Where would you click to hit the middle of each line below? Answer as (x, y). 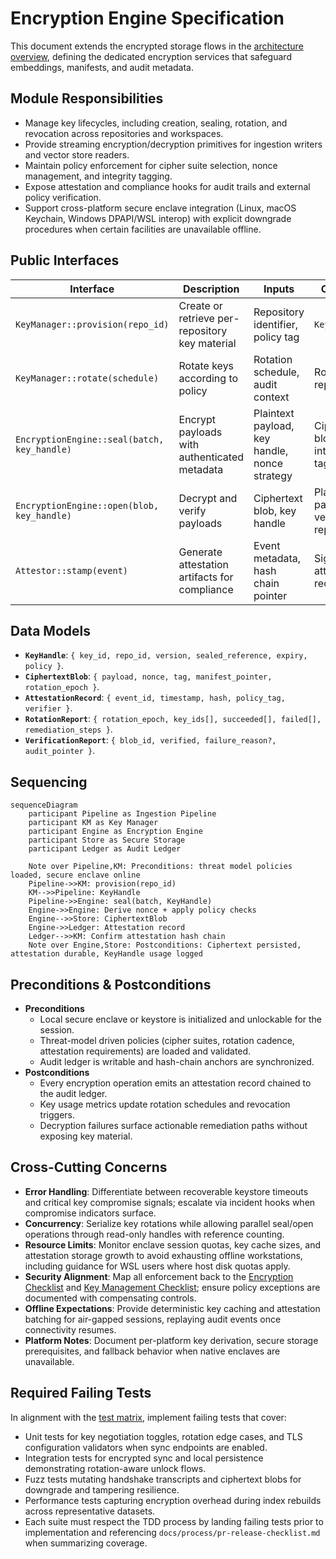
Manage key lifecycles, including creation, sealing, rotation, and (156, 123)
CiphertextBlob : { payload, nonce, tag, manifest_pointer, (148, 676)
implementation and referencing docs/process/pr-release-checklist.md (172, 1532)
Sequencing (49, 782)
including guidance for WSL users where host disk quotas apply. (157, 1266)
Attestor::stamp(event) (72, 570)
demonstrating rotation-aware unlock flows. (115, 1468)
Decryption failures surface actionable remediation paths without (173, 1125)
